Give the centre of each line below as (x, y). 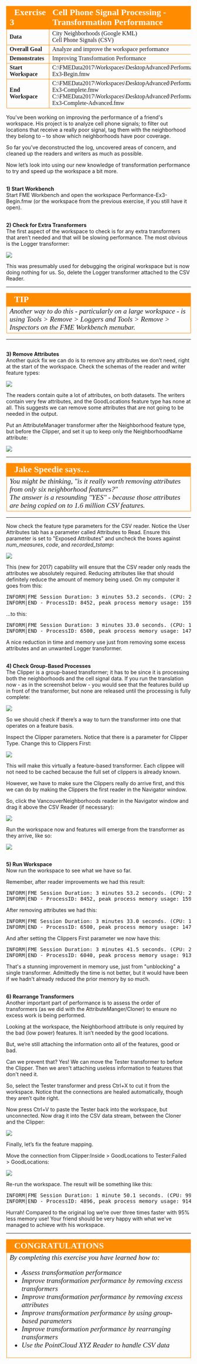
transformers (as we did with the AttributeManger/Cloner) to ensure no (91, 1009)
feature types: (23, 373)
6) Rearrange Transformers (40, 997)
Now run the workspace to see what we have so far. (69, 871)
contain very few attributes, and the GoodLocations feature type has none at (98, 401)
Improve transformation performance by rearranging (96, 1329)
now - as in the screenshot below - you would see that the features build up (98, 685)
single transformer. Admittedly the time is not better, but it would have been (97, 973)
